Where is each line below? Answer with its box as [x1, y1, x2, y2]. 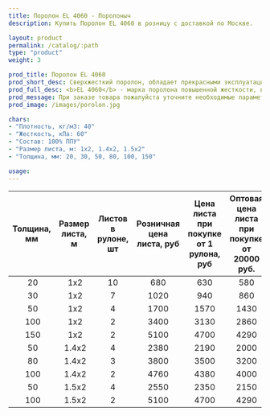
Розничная [136, 218, 181, 229]
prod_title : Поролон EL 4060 [8, 71, 106, 79]
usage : [8, 167, 31, 175]
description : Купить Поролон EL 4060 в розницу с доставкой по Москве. [8, 19, 253, 27]
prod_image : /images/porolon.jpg [8, 101, 121, 109]
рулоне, [96, 233, 129, 244]
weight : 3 [8, 56, 42, 64]
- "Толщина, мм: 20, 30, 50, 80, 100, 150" [8, 152, 157, 161]
